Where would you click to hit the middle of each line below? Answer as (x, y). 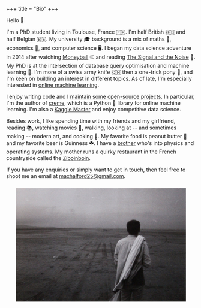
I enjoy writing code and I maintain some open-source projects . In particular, (100, 96)
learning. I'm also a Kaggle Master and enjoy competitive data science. (94, 109)
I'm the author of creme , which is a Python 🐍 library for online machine (94, 103)
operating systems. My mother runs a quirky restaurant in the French (91, 152)
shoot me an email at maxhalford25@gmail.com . (66, 176)
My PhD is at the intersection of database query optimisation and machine (98, 66)
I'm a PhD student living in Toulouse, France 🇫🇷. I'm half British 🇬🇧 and (96, 32)
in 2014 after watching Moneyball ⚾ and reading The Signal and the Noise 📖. (101, 57)
